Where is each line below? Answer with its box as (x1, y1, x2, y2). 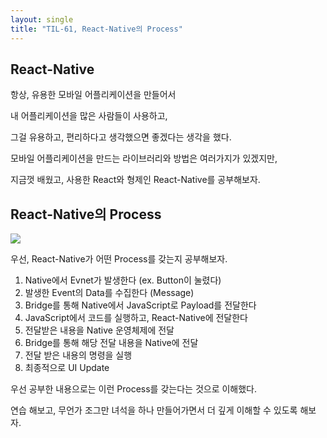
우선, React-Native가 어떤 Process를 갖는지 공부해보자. (10, 253, 228, 265)
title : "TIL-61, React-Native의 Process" (10, 24, 183, 34)
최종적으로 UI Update (24, 362, 110, 374)
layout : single (10, 14, 74, 25)
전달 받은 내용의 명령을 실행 (24, 349, 133, 361)
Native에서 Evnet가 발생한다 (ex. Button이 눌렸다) (24, 274, 222, 286)
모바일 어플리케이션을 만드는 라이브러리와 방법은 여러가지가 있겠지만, (10, 152, 278, 165)
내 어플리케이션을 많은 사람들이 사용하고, (10, 110, 168, 122)
